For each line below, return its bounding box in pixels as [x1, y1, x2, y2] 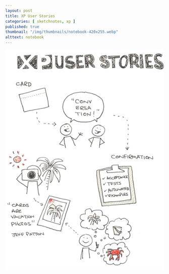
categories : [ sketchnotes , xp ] [5, 19, 76, 24]
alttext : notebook [5, 35, 44, 40]
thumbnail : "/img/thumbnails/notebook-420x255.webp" [5, 29, 119, 35]
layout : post [5, 8, 33, 13]
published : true [5, 24, 39, 29]
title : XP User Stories [5, 13, 55, 19]
